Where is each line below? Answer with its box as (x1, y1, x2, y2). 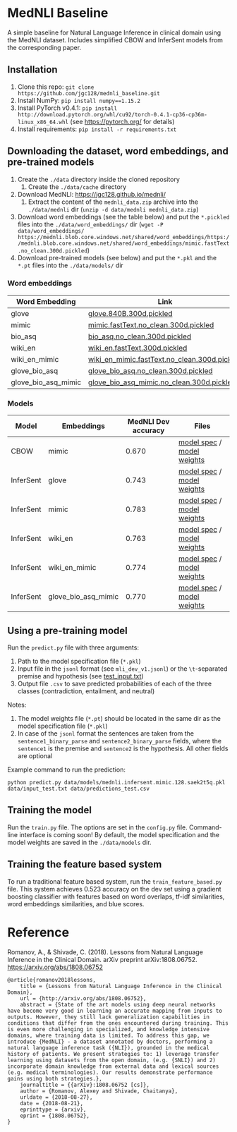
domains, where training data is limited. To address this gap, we (7, 1032, 210, 1039)
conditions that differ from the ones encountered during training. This (7, 1019, 229, 1027)
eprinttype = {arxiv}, (20, 1106, 87, 1113)
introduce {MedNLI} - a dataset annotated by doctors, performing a (7, 1038, 213, 1045)
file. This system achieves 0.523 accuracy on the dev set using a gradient (7, 884, 221, 893)
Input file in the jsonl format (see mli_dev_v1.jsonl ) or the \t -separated (17, 664, 228, 673)
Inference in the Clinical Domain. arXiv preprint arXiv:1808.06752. (7, 955, 197, 963)
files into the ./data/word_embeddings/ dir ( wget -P (17, 220, 164, 229)
